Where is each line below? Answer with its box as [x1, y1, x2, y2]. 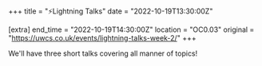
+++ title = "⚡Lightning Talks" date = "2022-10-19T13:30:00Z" [8, 6, 213, 16]
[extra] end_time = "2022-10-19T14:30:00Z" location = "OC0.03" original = [8, 25, 255, 34]
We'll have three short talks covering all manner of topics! [8, 49, 198, 58]
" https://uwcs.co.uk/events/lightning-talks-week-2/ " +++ [8, 33, 197, 42]
